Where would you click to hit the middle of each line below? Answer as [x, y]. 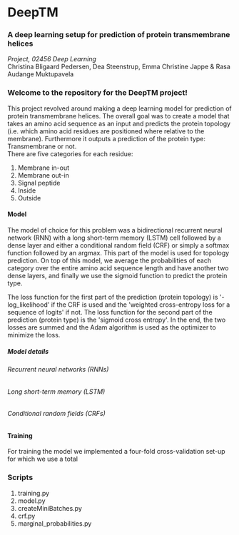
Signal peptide [39, 183]
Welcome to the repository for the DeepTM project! [97, 93]
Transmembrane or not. [42, 146]
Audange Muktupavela [41, 74]
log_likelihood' [29, 305]
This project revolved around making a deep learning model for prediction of [119, 108]
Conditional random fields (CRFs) [56, 414]
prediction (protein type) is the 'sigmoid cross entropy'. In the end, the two [117, 320]
